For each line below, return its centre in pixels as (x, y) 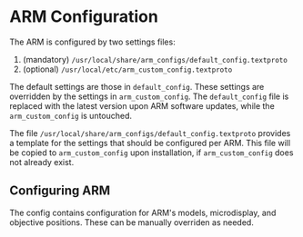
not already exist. (42, 162)
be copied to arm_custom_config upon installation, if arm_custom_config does (151, 153)
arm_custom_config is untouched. (71, 115)
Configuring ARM (60, 191)
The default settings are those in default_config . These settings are (137, 86)
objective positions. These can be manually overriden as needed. (132, 222)
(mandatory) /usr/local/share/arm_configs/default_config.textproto (155, 59)
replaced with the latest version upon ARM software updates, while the (142, 105)
